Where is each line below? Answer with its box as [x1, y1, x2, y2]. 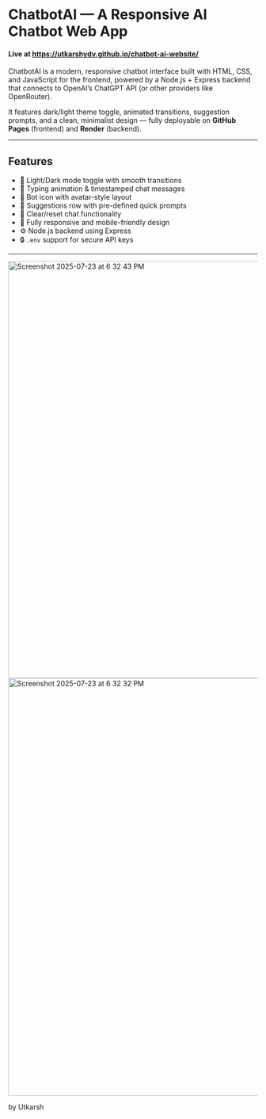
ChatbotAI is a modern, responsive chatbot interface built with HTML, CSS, [8, 67, 253, 76]
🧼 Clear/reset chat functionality [19, 209, 122, 219]
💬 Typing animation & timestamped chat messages [19, 184, 185, 193]
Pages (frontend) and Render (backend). [8, 124, 142, 134]
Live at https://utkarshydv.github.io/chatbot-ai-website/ [8, 49, 199, 59]
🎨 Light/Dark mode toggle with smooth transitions [19, 176, 182, 185]
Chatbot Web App [8, 22, 128, 40]
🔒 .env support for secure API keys [19, 235, 134, 245]
